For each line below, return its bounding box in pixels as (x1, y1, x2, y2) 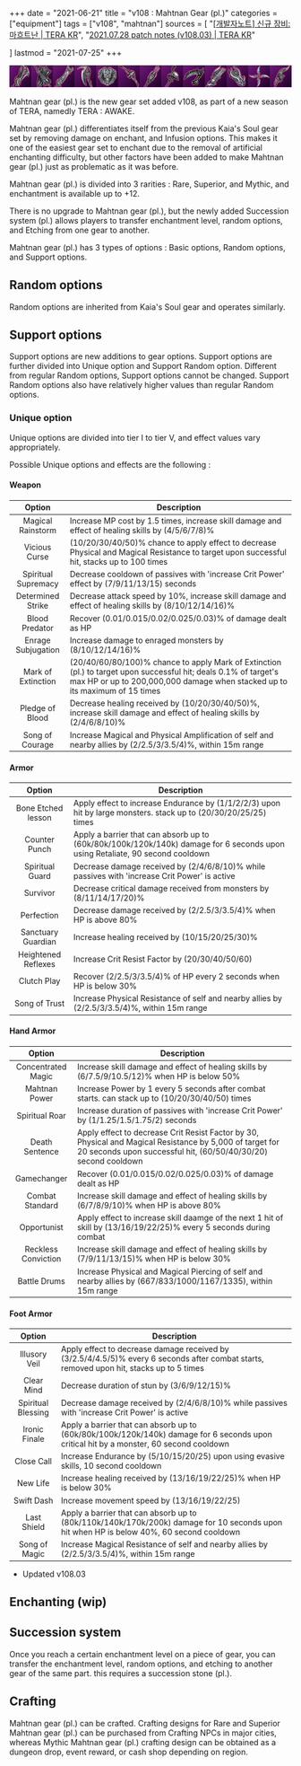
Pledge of (19, 702, 56, 713)
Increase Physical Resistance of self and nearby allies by (73, 993, 282, 1004)
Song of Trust (14, 997, 65, 1008)
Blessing (17, 1407, 49, 1418)
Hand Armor (9, 1025, 56, 1036)
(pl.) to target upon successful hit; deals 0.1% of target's (70, 666, 279, 677)
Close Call (14, 1455, 52, 1466)
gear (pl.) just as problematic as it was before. (9, 161, 179, 171)
